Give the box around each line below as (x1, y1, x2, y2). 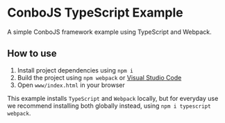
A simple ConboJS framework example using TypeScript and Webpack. (7, 28, 212, 36)
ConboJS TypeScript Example (7, 5, 183, 21)
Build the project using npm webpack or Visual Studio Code (17, 73, 182, 82)
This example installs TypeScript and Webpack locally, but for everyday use (7, 94, 219, 102)
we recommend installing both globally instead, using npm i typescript (7, 102, 211, 110)
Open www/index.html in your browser (17, 81, 125, 89)
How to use (7, 48, 57, 59)
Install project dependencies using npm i (17, 66, 133, 74)
